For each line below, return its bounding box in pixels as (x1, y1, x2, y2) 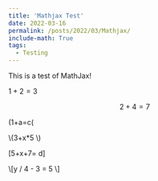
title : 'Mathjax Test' (8, 11, 84, 20)
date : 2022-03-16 (8, 19, 67, 27)
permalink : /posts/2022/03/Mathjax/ (8, 26, 131, 34)
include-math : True (8, 34, 74, 42)
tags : (8, 42, 26, 50)
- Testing (15, 49, 48, 57)
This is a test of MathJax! (8, 71, 92, 80)
